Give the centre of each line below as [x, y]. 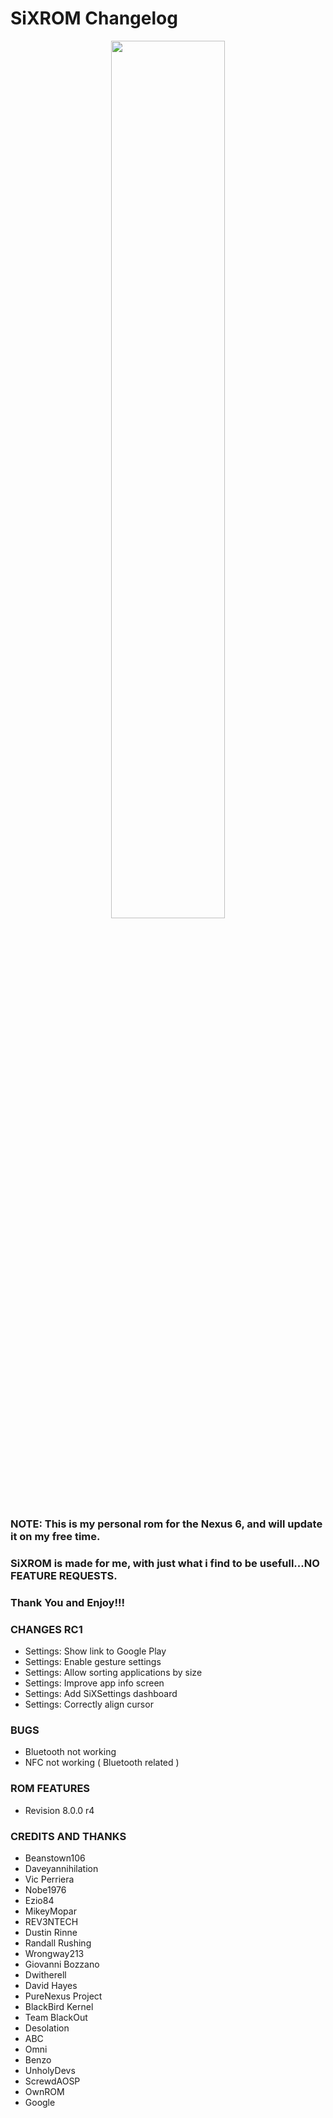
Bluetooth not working [70, 1752]
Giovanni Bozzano [62, 1964]
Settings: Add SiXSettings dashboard [101, 1693]
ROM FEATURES [50, 1789]
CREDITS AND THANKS [68, 1836]
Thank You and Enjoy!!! [68, 1602]
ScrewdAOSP [52, 2081]
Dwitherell [45, 1974]
